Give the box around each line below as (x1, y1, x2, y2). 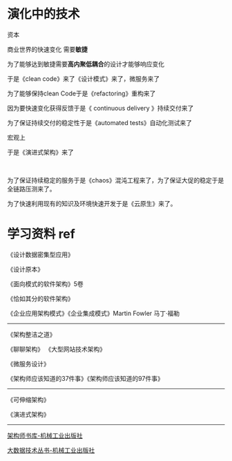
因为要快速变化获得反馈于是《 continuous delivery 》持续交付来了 (7, 104, 194, 112)
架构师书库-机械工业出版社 (7, 431, 83, 440)
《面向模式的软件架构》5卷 (7, 279, 84, 288)
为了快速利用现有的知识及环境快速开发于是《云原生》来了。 (7, 199, 177, 207)
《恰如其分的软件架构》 (7, 294, 74, 303)
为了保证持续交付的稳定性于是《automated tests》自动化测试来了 (7, 118, 193, 126)
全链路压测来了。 (7, 185, 56, 193)
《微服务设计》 (7, 359, 50, 368)
